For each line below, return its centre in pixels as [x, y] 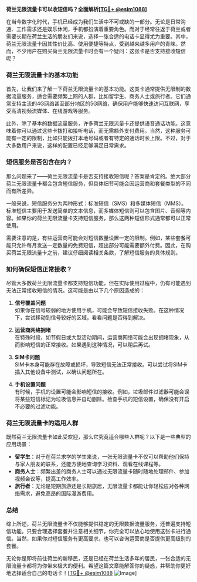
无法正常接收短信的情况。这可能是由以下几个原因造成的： [75, 290]
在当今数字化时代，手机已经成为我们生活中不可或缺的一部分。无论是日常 [93, 22]
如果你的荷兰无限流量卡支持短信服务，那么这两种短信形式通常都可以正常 [103, 218]
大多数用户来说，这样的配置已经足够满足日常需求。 [68, 146]
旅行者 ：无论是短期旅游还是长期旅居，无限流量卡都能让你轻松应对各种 [99, 486]
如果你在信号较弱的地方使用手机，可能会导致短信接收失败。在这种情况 [99, 310]
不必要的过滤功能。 [38, 406]
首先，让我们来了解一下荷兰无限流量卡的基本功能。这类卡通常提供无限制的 [96, 89]
